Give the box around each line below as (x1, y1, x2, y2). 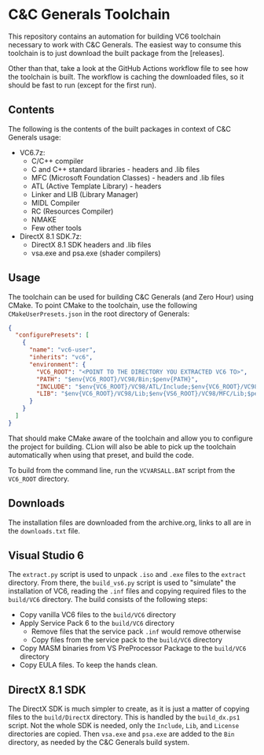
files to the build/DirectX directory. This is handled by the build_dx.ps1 (8, 712, 240, 722)
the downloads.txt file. (8, 526, 81, 535)
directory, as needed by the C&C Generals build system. (8, 738, 190, 747)
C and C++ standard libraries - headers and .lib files (31, 164, 200, 174)
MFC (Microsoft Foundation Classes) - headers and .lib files (31, 173, 225, 182)
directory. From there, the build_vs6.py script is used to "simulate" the (8, 578, 236, 588)
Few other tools (31, 223, 82, 232)
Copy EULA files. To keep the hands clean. (19, 660, 158, 670)
